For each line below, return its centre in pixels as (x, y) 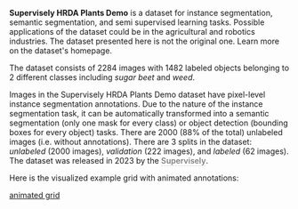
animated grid (35, 195)
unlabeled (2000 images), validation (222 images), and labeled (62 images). (149, 151)
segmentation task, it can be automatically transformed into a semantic (139, 113)
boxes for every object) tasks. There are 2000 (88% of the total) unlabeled (146, 132)
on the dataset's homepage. (61, 51)
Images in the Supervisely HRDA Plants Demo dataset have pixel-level (137, 94)
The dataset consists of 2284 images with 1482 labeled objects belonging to (149, 68)
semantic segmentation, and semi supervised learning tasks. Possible (137, 22)
